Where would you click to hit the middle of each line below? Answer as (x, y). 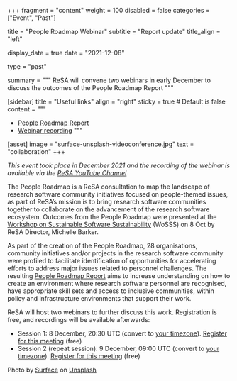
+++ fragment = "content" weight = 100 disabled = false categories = (109, 10)
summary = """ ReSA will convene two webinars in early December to (109, 80)
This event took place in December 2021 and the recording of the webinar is (119, 165)
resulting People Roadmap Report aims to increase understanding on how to (119, 276)
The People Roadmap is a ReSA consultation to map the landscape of (109, 187)
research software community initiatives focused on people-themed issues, (118, 194)
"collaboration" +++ (37, 151)
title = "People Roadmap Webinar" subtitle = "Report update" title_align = (114, 32)
